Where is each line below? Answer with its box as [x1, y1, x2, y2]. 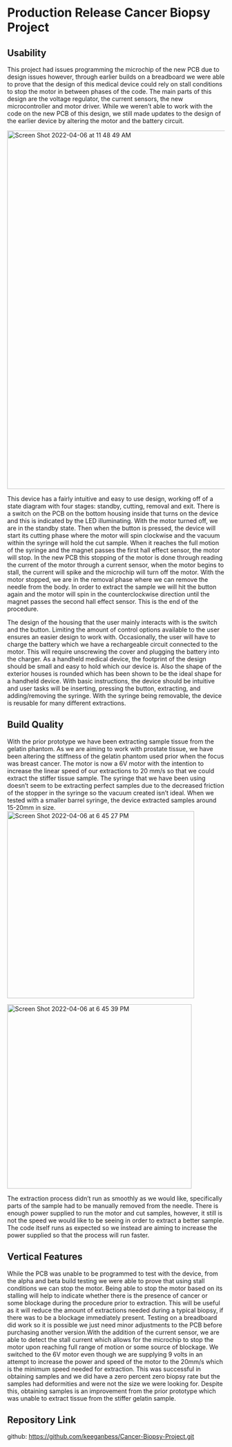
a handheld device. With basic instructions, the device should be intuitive [7, 677, 215, 685]
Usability [7, 47, 47, 59]
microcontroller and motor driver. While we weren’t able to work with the [7, 102, 213, 110]
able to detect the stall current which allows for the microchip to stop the [7, 1335, 214, 1343]
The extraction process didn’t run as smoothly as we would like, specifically [7, 1194, 223, 1202]
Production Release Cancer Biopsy [7, 5, 211, 21]
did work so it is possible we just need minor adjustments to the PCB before [7, 1321, 222, 1329]
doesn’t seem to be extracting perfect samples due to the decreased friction [7, 781, 224, 789]
